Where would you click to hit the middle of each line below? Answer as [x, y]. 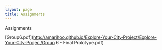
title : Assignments [25, 14]
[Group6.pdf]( [19, 37]
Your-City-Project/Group [30, 42]
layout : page [19, 9]
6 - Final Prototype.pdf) [80, 42]
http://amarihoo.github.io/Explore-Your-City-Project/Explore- [95, 37]
